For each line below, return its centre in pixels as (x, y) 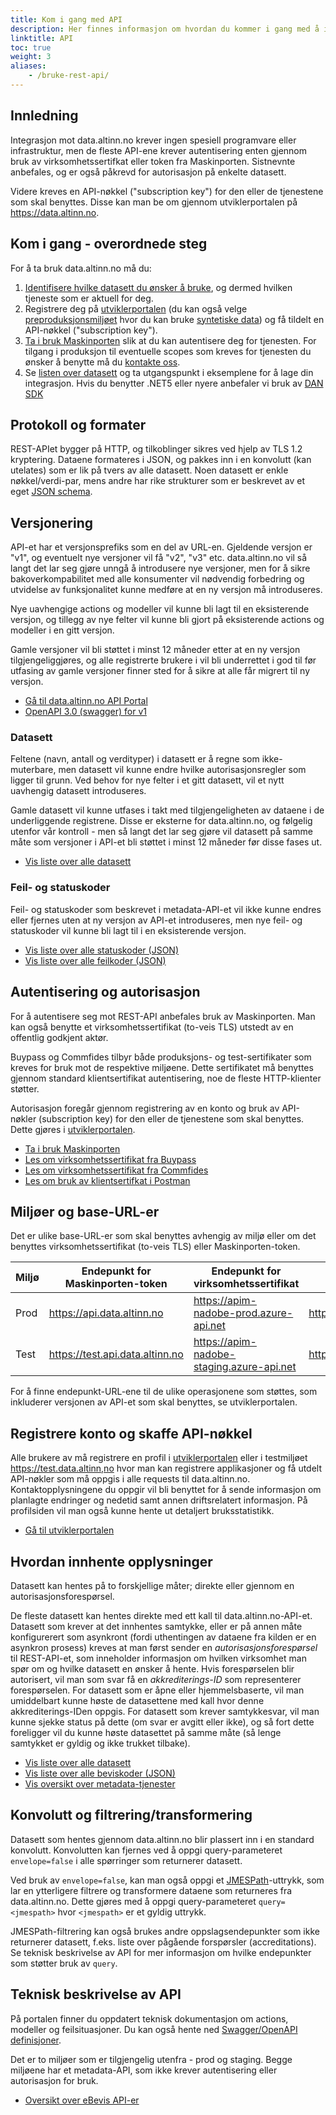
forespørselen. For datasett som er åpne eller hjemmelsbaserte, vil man (157, 1690)
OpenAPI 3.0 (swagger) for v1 (85, 712)
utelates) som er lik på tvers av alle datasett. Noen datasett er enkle (149, 470)
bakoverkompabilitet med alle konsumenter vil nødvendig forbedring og (157, 579)
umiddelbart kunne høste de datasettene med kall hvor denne (137, 1700)
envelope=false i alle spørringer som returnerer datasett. (126, 1860)
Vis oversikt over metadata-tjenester (100, 1783)
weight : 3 (31, 57)
